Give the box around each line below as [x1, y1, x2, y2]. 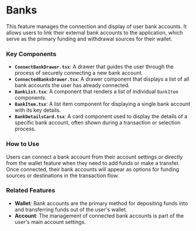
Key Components [6, 50, 57, 58]
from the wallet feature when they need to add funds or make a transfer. [6, 159, 180, 167]
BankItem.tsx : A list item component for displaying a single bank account [14, 101, 191, 108]
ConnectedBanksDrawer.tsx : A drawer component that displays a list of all [14, 75, 190, 82]
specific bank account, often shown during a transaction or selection [14, 119, 181, 126]
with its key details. [14, 106, 61, 114]
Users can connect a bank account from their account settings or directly [6, 153, 183, 160]
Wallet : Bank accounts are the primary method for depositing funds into [14, 199, 188, 206]
